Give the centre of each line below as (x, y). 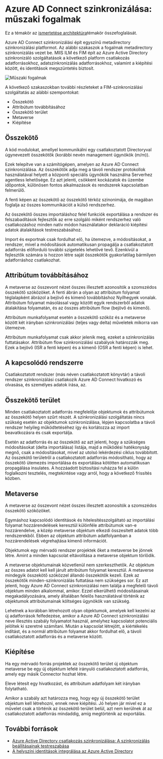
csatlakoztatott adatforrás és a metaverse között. (54, 637)
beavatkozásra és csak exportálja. (39, 433)
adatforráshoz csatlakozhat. (33, 260)
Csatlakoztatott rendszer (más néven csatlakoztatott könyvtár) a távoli (75, 375)
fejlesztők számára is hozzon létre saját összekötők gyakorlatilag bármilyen (81, 255)
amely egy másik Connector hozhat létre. (46, 674)
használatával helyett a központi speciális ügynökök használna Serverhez (79, 175)
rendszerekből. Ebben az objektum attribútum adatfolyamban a (68, 536)
